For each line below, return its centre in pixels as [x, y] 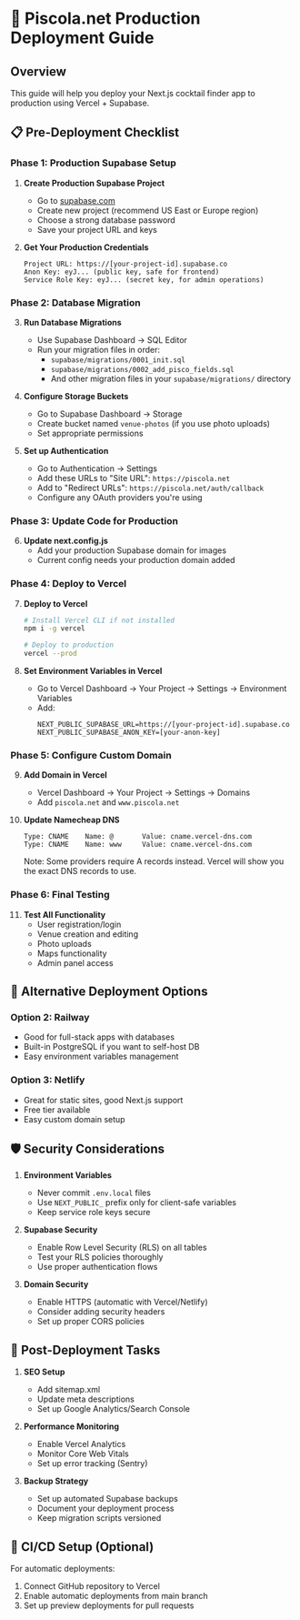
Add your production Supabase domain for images [131, 550]
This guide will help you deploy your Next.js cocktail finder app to [133, 93]
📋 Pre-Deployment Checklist [95, 132]
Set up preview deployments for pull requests [109, 1605]
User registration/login [79, 924]
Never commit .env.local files [94, 1193]
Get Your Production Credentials [86, 247]
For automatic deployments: [63, 1569]
